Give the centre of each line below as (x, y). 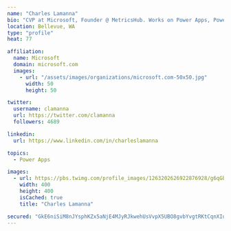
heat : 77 (20, 39)
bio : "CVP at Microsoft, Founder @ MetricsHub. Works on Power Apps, (109, 20)
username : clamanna (41, 109)
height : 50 (41, 90)
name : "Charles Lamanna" (43, 13)
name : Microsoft (36, 58)
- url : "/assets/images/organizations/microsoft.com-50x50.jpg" (113, 77)
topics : (18, 153)
